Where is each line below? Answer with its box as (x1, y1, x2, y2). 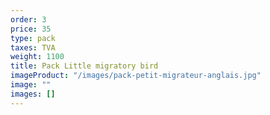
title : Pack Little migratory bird (10, 61, 159, 71)
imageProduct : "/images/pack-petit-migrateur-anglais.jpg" (10, 71, 262, 81)
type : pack (10, 33, 56, 43)
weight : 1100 (10, 52, 65, 62)
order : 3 (10, 14, 47, 25)
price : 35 (10, 24, 52, 34)
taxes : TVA (10, 42, 56, 53)
